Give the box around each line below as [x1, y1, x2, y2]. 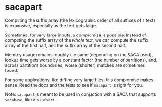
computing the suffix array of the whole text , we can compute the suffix [5, 37, 149, 43]
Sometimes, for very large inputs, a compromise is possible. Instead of [5, 32, 146, 38]
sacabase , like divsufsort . [5, 96, 56, 102]
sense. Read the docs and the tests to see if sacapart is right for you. [5, 82, 144, 88]
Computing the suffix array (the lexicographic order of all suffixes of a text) [5, 18, 155, 23]
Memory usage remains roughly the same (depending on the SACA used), [5, 52, 153, 57]
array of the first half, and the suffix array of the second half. [5, 42, 126, 48]
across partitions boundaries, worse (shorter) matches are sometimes [5, 62, 145, 68]
